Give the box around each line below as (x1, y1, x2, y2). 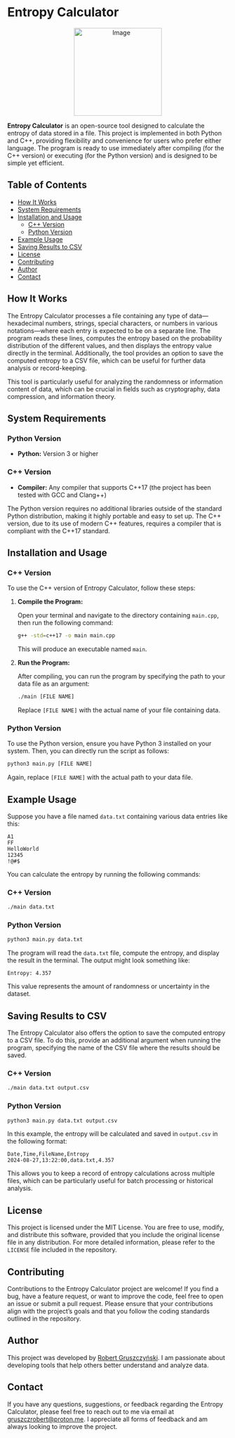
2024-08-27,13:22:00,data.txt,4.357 (7, 1157, 114, 1164)
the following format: (7, 1137, 68, 1146)
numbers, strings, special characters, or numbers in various (45, 319, 218, 327)
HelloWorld (7, 845, 39, 852)
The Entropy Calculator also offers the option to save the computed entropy (7, 1028, 226, 1037)
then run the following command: (17, 619, 114, 627)
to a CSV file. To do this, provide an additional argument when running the (7, 1036, 221, 1045)
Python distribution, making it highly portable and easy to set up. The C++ (7, 511, 222, 520)
